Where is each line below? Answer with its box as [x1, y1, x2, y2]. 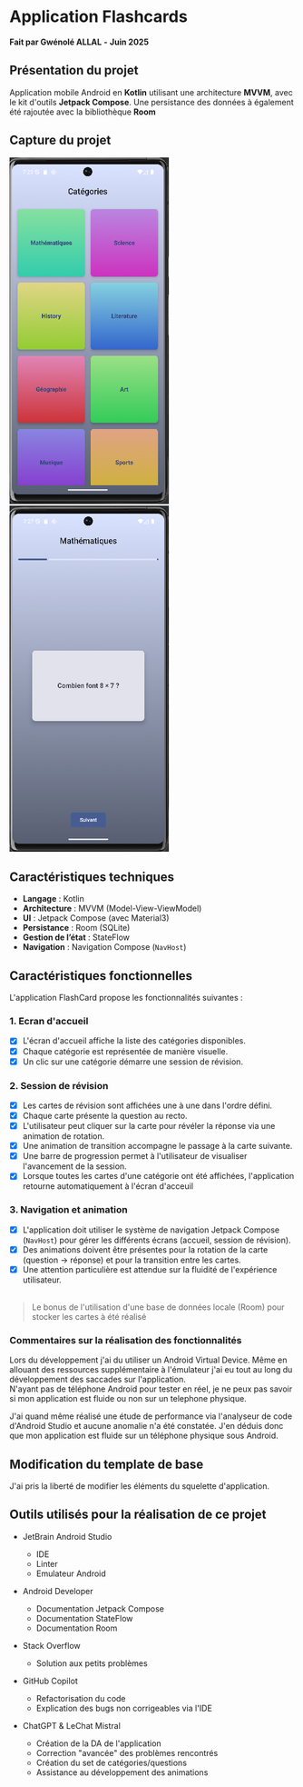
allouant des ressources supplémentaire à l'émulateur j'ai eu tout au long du [9, 1364, 293, 1375]
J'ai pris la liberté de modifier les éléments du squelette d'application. [9, 1480, 270, 1492]
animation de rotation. [22, 1131, 105, 1142]
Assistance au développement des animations [35, 1766, 209, 1778]
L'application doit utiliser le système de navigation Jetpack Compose [22, 1224, 279, 1235]
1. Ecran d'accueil [9, 1015, 89, 1028]
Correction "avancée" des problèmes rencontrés [35, 1747, 219, 1758]
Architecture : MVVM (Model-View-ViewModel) [22, 903, 202, 914]
